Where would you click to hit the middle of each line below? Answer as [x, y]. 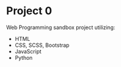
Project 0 [29, 11]
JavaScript [28, 51]
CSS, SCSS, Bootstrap [42, 45]
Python [24, 58]
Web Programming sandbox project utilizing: [61, 27]
